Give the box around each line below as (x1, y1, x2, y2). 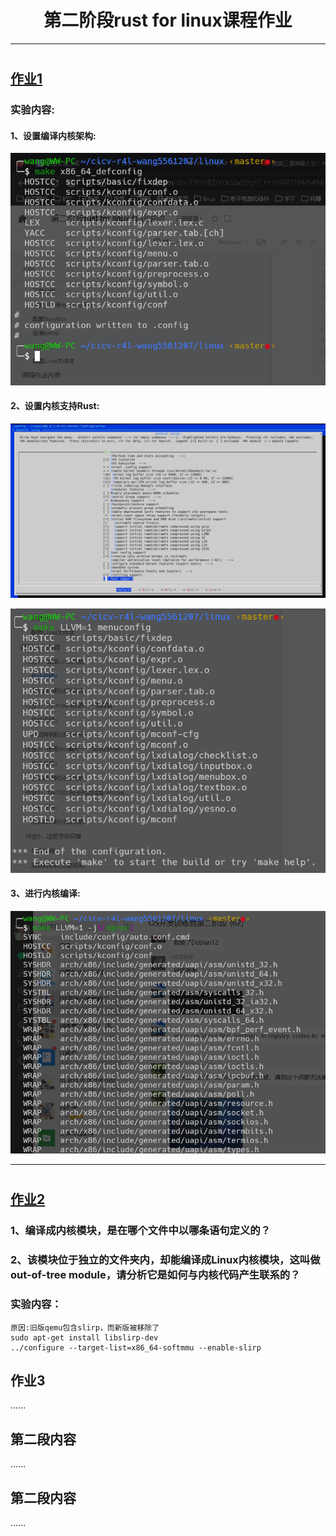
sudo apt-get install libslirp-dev (10, 1332, 159, 1343)
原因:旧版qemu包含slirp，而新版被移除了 (10, 1322, 160, 1333)
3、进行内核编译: (10, 887, 81, 900)
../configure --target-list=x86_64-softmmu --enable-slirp (10, 1342, 262, 1353)
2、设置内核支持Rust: (10, 400, 100, 412)
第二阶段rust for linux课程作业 (43, 9, 293, 32)
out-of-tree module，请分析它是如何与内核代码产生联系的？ (10, 1268, 301, 1282)
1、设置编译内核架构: (10, 129, 97, 141)
